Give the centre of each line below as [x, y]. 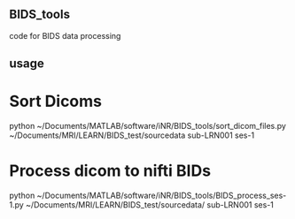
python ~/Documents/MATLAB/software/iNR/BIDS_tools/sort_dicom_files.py [147, 126]
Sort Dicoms [56, 102]
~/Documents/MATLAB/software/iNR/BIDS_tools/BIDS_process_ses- [162, 196]
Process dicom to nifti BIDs [110, 171]
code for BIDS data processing [65, 35]
